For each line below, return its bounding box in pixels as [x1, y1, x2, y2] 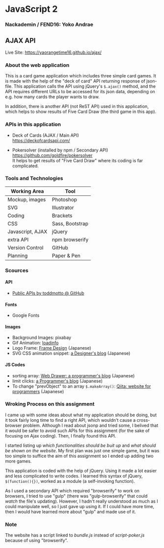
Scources [5, 267, 28, 274]
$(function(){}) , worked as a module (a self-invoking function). [5, 478, 135, 484]
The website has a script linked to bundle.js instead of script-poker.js [5, 532, 145, 538]
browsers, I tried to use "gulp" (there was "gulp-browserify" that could [5, 493, 148, 499]
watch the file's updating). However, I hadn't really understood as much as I [5, 498, 158, 504]
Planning [7, 252, 28, 259]
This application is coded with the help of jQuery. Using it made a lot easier [5, 468, 157, 474]
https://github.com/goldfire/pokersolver [12, 152, 93, 158]
